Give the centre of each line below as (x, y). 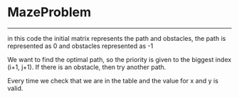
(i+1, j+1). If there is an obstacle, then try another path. (87, 67)
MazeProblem (49, 12)
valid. (15, 88)
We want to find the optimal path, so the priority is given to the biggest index (119, 59)
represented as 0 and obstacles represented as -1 (80, 46)
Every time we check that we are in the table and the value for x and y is (113, 80)
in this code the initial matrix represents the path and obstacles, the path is (117, 38)
